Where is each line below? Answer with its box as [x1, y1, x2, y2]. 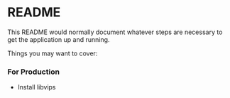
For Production [7, 67, 60, 77]
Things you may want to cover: [7, 49, 98, 58]
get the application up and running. [7, 35, 110, 43]
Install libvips [17, 83, 56, 92]
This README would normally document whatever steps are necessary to [7, 28, 223, 36]
